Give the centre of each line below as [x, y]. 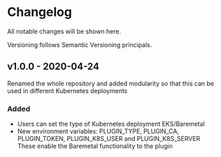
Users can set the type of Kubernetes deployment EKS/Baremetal [111, 124]
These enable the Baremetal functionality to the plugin [95, 146]
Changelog [40, 12]
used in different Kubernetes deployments [67, 90]
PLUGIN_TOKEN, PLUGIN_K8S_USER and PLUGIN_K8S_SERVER [108, 139]
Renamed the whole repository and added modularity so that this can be [110, 83]
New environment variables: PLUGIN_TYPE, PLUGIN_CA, [98, 131]
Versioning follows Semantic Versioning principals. [80, 44]
